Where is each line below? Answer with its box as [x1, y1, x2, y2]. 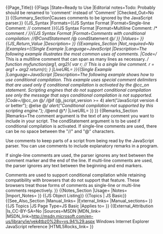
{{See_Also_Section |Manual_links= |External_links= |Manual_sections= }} [5, 198, 153, 203]
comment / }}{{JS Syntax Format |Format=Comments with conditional [5, 31, 146, 36]
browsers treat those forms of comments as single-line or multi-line [5, 183, 141, 188]
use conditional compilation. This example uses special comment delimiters [5, 77, 157, 83]
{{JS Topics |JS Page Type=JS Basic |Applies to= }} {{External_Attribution [5, 203, 153, 209]
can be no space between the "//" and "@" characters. [5, 129, 115, 134]
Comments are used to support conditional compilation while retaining [5, 172, 146, 178]
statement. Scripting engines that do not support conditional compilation [5, 87, 151, 93]
